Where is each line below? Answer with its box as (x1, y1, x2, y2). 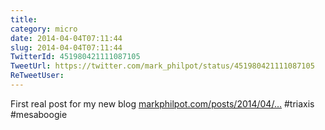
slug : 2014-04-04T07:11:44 (10, 42, 123, 53)
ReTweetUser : (10, 71, 65, 81)
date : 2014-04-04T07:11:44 (10, 33, 123, 43)
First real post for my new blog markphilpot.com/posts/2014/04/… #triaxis (10, 97, 315, 110)
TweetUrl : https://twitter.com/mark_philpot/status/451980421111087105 (10, 61, 315, 71)
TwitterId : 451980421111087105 (10, 52, 141, 62)
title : (10, 14, 38, 25)
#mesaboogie (10, 108, 68, 120)
